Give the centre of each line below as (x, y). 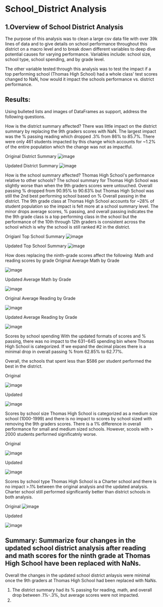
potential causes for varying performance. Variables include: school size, (78, 54)
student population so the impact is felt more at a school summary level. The (82, 206)
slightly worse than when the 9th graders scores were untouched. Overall (79, 185)
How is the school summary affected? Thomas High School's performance (80, 175)
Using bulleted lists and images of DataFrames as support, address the (76, 111)
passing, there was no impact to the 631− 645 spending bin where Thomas (80, 341)
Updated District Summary (32, 166)
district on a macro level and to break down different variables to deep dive (80, 49)
